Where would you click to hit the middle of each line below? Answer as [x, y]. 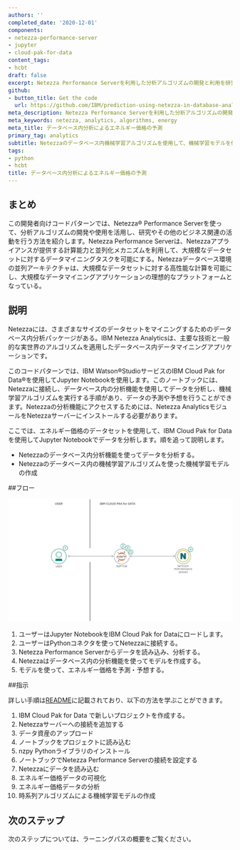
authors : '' [26, 15]
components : [26, 30]
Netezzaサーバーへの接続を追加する [71, 724]
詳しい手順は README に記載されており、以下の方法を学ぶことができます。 [117, 700]
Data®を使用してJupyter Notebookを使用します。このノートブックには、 [115, 380]
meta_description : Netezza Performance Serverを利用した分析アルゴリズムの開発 [121, 113]
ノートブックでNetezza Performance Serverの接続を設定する [108, 760]
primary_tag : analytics [43, 136]
